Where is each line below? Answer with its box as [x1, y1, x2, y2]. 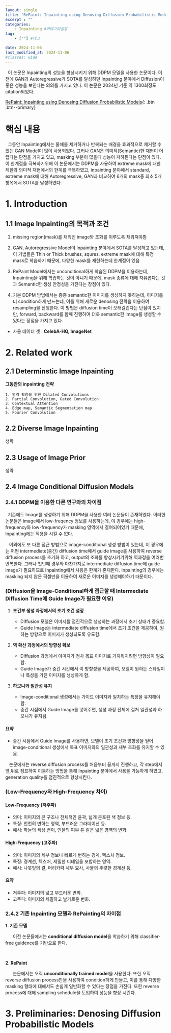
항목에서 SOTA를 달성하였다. [5, 180, 62, 186]
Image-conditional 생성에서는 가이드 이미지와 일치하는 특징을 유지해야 [20, 694, 161, 700]
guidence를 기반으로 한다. [15, 940, 67, 946]
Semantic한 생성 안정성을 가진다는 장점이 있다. [18, 281, 111, 287]
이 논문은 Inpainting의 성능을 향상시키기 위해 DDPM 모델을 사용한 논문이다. [7, 69, 157, 76]
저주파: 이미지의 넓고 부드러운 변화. [12, 890, 82, 896]
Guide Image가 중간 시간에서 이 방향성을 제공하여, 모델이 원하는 [20, 666, 148, 672]
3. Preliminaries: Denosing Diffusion [5, 1008, 161, 1019]
